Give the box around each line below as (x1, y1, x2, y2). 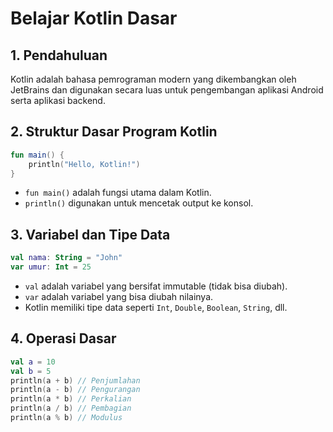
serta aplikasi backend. (10, 95, 106, 106)
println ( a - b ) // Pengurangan (10, 385, 141, 395)
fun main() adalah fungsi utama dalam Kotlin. (24, 187, 212, 199)
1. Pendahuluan (10, 47, 108, 64)
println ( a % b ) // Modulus (10, 413, 123, 423)
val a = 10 (10, 357, 56, 367)
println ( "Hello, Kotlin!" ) (28, 159, 141, 169)
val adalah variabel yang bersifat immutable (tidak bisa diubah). (24, 280, 288, 292)
